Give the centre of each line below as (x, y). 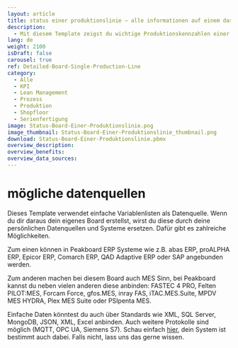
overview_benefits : (36, 152)
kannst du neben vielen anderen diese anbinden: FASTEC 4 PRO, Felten (112, 285)
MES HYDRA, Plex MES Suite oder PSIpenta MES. (80, 301)
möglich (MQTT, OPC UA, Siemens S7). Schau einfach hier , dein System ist (117, 329)
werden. (19, 264)
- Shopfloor (32, 112)
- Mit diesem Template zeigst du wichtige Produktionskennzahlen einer (122, 34)
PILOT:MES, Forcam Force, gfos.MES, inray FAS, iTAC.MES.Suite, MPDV (112, 293)
